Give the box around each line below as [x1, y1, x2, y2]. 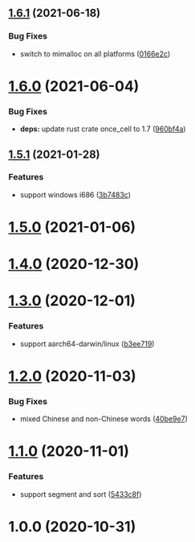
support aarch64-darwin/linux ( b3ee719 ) [19, 338, 155, 349]
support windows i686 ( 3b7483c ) [19, 189, 131, 200]
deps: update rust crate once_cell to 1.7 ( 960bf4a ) [19, 124, 186, 134]
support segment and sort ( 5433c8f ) [19, 489, 142, 499]
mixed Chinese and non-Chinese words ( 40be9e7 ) [19, 414, 189, 424]
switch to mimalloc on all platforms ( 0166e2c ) [19, 48, 171, 59]
